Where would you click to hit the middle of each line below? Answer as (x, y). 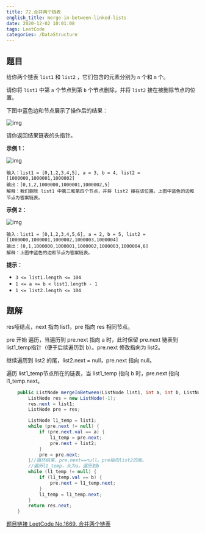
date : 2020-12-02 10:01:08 (41, 23)
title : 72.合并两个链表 (34, 12)
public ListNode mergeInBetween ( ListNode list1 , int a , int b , (99, 392)
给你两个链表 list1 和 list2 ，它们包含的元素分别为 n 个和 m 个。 (88, 76)
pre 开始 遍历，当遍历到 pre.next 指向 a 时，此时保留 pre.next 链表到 (92, 339)
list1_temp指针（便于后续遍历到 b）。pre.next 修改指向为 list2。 (85, 347)
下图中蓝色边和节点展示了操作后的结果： (57, 110)
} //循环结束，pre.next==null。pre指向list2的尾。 (88, 460)
